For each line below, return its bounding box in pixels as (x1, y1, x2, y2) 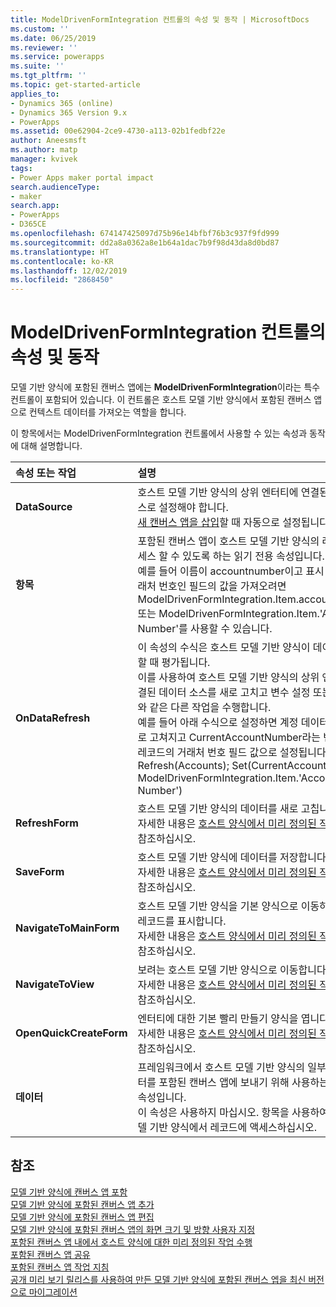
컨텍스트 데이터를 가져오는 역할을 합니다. (28, 406, 187, 418)
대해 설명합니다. (20, 440, 83, 452)
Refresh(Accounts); (137, 759, 230, 773)
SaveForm (15, 865, 65, 879)
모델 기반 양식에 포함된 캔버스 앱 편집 (10, 1211, 155, 1223)
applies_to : (10, 89, 60, 99)
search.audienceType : (10, 182, 101, 192)
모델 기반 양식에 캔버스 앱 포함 (10, 1186, 128, 1198)
